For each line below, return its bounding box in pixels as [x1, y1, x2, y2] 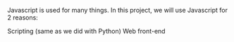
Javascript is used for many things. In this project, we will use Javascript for [7, 6, 228, 14]
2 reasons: [7, 13, 39, 22]
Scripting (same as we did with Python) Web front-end [7, 27, 166, 35]
